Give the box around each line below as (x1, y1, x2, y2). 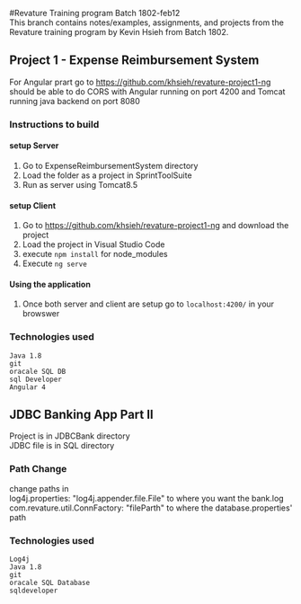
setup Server (9, 140, 59, 151)
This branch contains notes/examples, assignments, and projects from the (9, 17, 285, 28)
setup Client (9, 200, 57, 210)
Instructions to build (9, 118, 100, 130)
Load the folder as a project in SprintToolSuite (22, 170, 192, 181)
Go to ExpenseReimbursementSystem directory (22, 160, 199, 171)
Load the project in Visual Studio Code (22, 239, 165, 250)
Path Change (9, 463, 67, 475)
